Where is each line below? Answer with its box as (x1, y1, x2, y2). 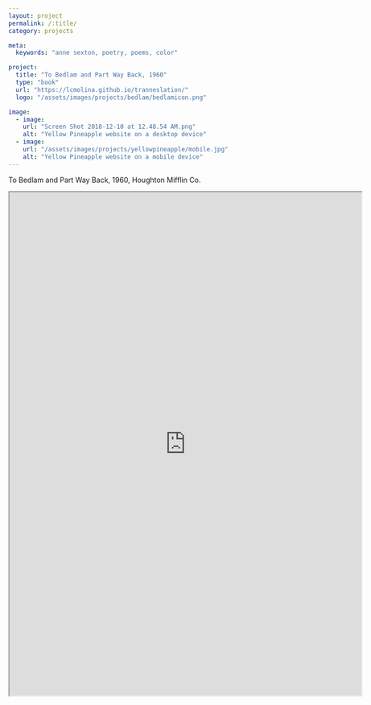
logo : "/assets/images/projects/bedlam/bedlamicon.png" (15, 93, 207, 102)
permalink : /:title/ (8, 19, 78, 27)
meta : (8, 41, 27, 49)
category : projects (8, 27, 74, 35)
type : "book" (15, 78, 60, 86)
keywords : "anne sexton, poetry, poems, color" (15, 49, 179, 57)
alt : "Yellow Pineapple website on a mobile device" (23, 152, 204, 161)
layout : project (8, 11, 63, 20)
